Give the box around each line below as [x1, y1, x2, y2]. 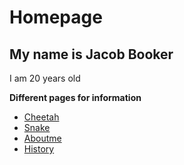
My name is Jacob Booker [9, 46, 174, 63]
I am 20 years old [9, 72, 81, 84]
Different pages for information [9, 92, 142, 103]
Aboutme [23, 132, 62, 144]
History [23, 143, 55, 155]
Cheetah [23, 111, 60, 123]
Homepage [9, 6, 103, 29]
